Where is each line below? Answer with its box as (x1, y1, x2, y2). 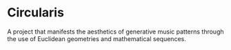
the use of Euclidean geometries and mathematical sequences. (7, 34, 186, 42)
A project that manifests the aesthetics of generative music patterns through (7, 27, 224, 36)
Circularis (7, 5, 64, 21)
